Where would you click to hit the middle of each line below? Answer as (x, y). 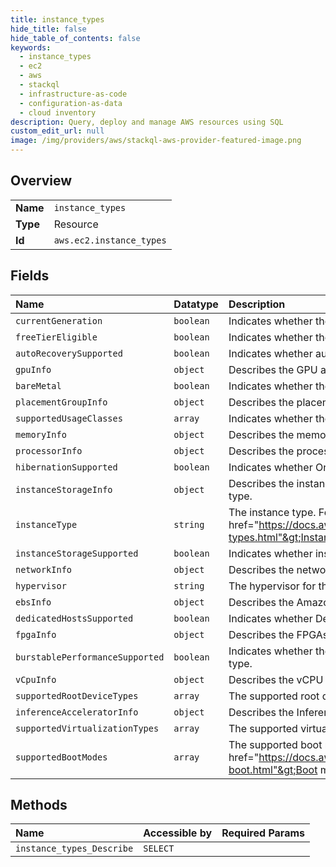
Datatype (196, 304)
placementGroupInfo (61, 402)
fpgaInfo (36, 634)
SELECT (159, 849)
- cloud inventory (58, 112)
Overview (41, 181)
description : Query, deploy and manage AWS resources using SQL (147, 122)
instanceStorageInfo (64, 489)
